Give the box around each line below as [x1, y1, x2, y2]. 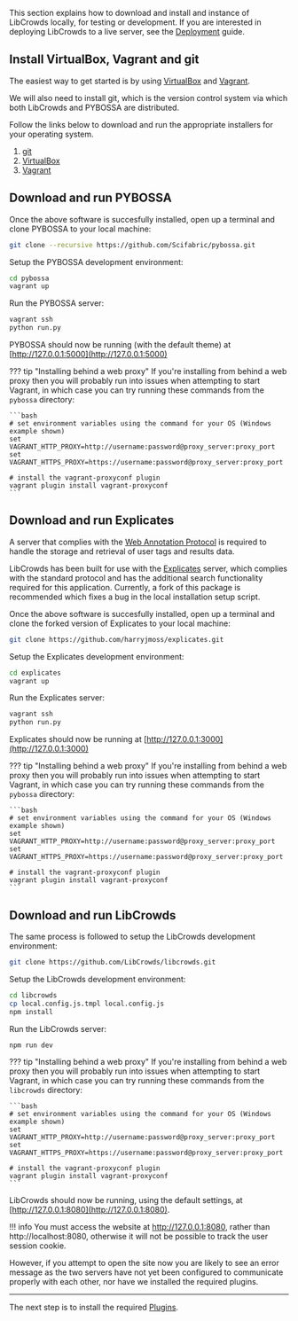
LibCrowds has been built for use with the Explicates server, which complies [9, 563, 288, 574]
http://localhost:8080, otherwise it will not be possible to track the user [9, 1231, 269, 1242]
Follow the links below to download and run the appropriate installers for [9, 119, 273, 129]
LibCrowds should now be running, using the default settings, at [9, 1195, 243, 1206]
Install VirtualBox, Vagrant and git [9, 52, 200, 67]
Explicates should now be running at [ [9, 734, 147, 745]
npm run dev [9, 1041, 53, 1050]
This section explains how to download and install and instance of [9, 8, 250, 18]
